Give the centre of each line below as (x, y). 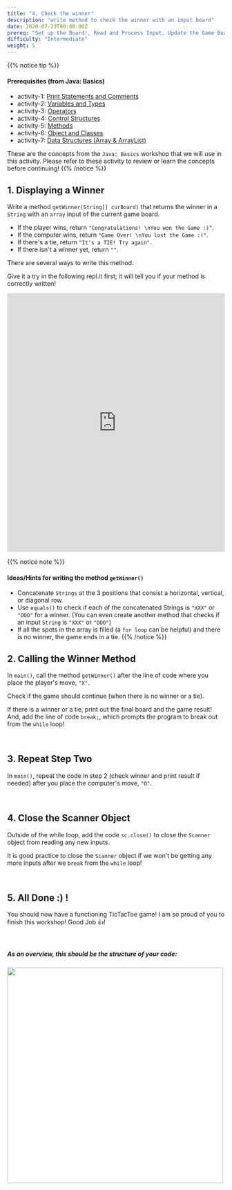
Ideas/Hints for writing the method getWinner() (75, 578)
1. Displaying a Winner (56, 190)
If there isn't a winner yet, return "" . (68, 250)
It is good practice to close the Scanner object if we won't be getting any (109, 855)
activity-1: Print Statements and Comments (78, 97)
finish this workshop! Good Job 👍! (56, 922)
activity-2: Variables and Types (61, 104)
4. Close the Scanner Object (69, 818)
